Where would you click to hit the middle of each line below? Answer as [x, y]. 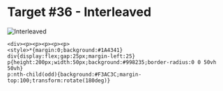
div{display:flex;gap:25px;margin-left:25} [71, 56]
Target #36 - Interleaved [79, 12]
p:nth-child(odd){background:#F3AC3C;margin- [74, 74]
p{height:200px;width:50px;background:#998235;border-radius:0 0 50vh [112, 62]
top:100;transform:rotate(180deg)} [59, 81]
